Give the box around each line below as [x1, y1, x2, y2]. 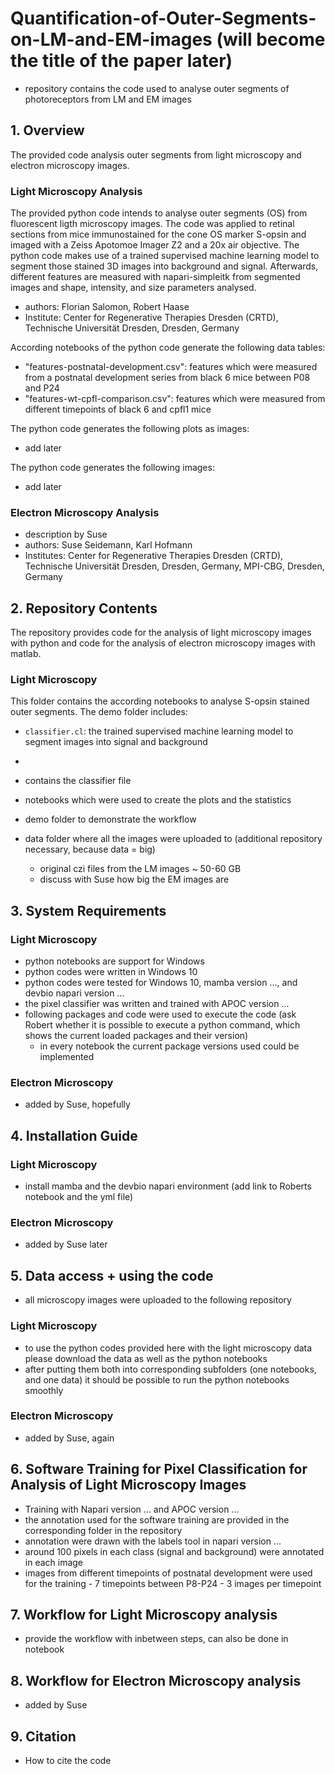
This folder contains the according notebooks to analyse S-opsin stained [10, 695, 310, 707]
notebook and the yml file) [24, 1191, 134, 1203]
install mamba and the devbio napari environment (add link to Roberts [24, 1180, 312, 1192]
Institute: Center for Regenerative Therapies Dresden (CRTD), [24, 312, 279, 324]
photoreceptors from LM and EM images [24, 93, 192, 105]
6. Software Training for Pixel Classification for [10, 1461, 308, 1478]
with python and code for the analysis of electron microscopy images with [10, 637, 316, 649]
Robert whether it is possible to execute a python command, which [24, 1019, 301, 1031]
